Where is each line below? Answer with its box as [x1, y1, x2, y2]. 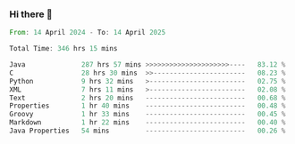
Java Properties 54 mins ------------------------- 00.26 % [9, 126, 286, 136]
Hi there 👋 [9, 8, 54, 20]
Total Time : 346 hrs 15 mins [9, 44, 118, 53]
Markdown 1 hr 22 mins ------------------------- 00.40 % [9, 118, 286, 127]
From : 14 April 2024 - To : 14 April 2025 [9, 28, 166, 37]
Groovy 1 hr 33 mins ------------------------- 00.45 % [9, 110, 286, 119]
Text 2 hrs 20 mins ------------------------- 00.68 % [9, 93, 286, 102]
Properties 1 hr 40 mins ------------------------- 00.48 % [9, 101, 286, 110]
